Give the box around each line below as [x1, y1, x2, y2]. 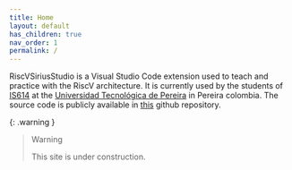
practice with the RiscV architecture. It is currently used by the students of [9, 81, 284, 91]
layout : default [9, 21, 70, 30]
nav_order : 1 [9, 38, 58, 47]
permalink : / [9, 47, 58, 55]
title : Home [9, 13, 54, 22]
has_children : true [9, 30, 82, 38]
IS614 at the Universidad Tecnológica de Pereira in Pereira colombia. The [9, 90, 279, 101]
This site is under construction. [30, 151, 146, 162]
